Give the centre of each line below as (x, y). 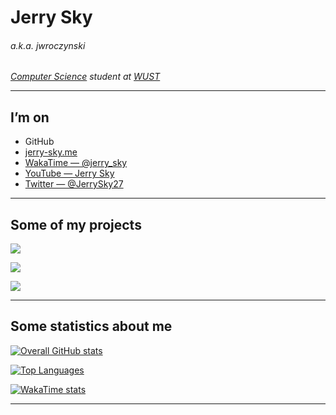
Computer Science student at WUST (85, 77)
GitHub (39, 142)
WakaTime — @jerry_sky (76, 163)
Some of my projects (76, 224)
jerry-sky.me (51, 152)
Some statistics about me (91, 326)
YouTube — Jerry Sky (69, 173)
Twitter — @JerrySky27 (74, 184)
